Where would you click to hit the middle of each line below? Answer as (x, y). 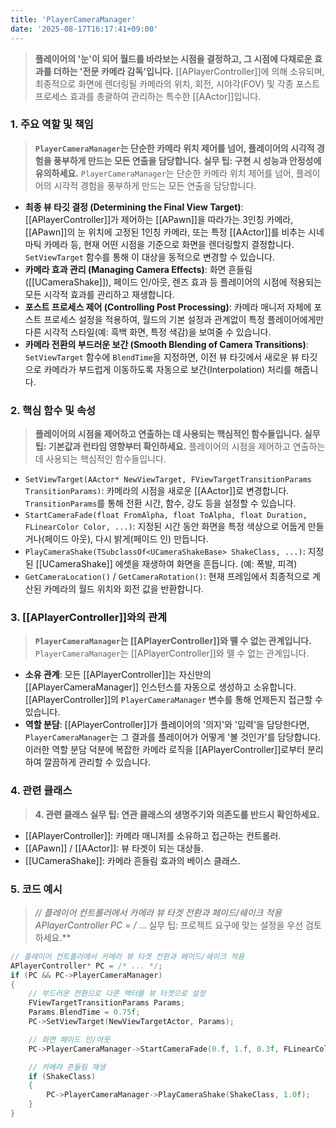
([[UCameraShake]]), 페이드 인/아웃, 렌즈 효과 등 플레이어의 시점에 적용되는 (173, 282)
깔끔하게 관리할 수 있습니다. (97, 762)
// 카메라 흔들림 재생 (67, 1067)
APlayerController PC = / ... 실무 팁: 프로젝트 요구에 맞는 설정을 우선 (169, 925)
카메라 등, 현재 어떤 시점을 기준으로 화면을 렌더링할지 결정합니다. (169, 244)
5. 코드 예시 (36, 889)
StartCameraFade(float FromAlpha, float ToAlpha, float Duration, (166, 516)
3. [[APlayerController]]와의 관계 (89, 618)
